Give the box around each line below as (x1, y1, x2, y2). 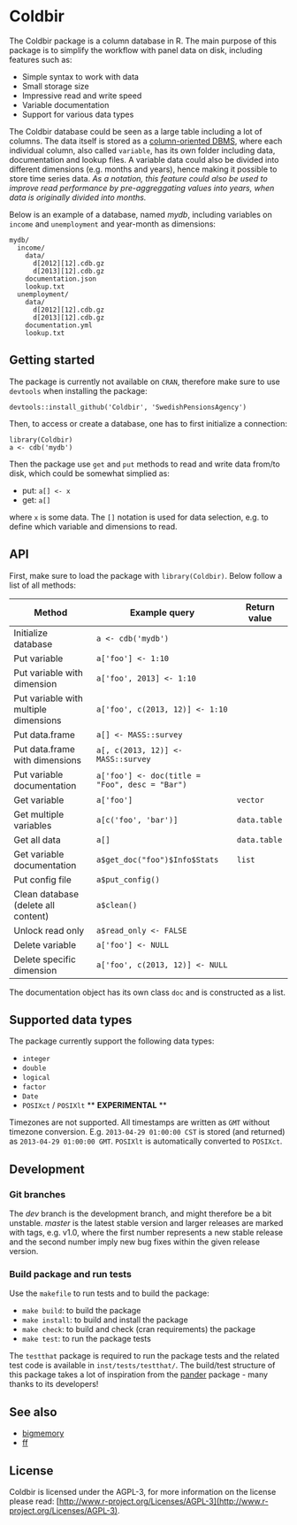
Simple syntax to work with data (21, 71, 140, 81)
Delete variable (13, 938, 77, 951)
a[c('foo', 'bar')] (95, 814, 179, 825)
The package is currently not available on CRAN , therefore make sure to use (9, 376, 280, 387)
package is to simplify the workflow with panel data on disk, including (9, 44, 263, 55)
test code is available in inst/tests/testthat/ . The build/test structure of (9, 1360, 276, 1371)
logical (21, 1074, 50, 1082)
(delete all (13, 898, 56, 911)
